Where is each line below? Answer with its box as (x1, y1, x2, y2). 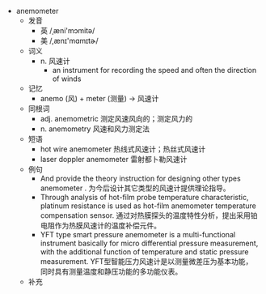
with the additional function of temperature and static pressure (40, 247, 249, 257)
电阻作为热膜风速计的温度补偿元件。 (40, 221, 162, 230)
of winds (52, 74, 82, 83)
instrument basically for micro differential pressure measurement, (40, 238, 259, 248)
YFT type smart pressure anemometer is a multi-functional (40, 230, 236, 239)
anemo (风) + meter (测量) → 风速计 (40, 94, 159, 103)
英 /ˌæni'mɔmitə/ (40, 26, 95, 35)
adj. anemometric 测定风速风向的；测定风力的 (40, 114, 192, 123)
